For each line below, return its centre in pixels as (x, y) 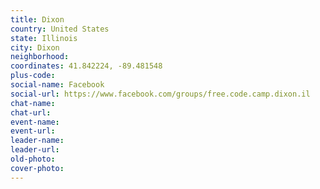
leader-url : (35, 150)
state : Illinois (44, 38)
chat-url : (31, 112)
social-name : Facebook (57, 85)
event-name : (35, 122)
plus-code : (33, 76)
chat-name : (33, 103)
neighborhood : (40, 57)
